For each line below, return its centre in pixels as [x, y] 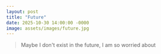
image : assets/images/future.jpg [48, 28]
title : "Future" [26, 17]
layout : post [22, 12]
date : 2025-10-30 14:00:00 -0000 [48, 23]
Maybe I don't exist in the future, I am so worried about [88, 45]
